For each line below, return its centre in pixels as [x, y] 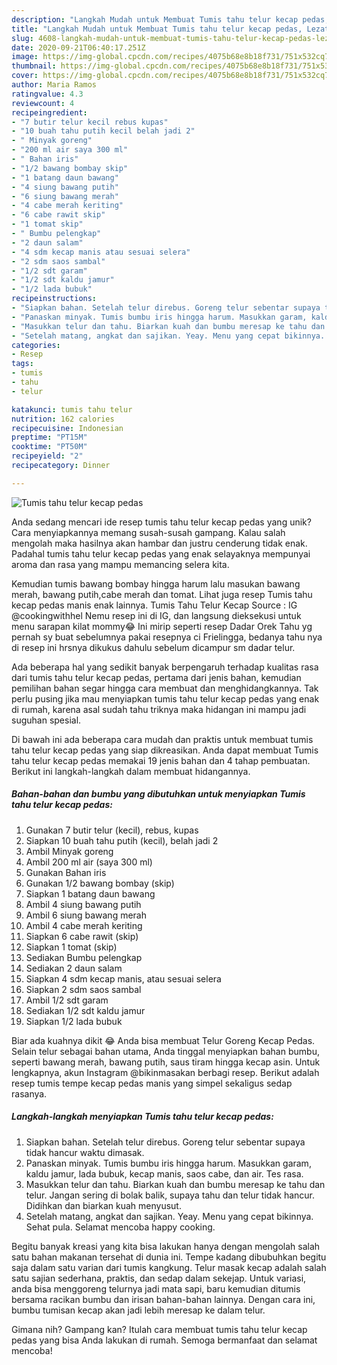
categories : [36, 345]
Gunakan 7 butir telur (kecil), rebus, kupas [112, 830]
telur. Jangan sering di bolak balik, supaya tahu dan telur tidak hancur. [170, 1195]
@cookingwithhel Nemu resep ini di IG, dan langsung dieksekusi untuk [156, 615]
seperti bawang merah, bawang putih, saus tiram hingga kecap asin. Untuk [166, 1062]
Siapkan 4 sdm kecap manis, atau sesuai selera [123, 978]
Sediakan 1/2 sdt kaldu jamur [85, 1010]
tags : [22, 364]
